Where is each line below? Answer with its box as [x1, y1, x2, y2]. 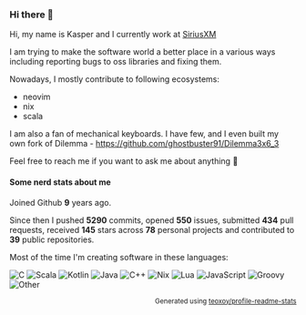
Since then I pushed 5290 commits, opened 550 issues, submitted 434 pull [9, 214, 294, 226]
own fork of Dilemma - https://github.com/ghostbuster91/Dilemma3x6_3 [9, 138, 280, 149]
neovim [22, 91, 51, 103]
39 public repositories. [9, 234, 95, 245]
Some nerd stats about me [9, 177, 111, 188]
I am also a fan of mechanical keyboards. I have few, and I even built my [9, 128, 280, 139]
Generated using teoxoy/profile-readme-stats [154, 296, 297, 306]
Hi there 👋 [9, 8, 55, 21]
